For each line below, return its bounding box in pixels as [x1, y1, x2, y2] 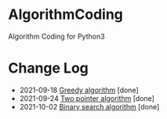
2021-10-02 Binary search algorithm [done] [19, 102, 160, 111]
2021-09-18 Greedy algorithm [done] [19, 85, 139, 95]
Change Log [8, 59, 89, 77]
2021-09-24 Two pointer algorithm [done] [19, 93, 155, 103]
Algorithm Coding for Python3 [8, 32, 105, 41]
